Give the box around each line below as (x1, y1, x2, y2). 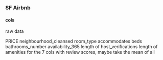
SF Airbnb (5, 4, 31, 11)
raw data (5, 28, 24, 34)
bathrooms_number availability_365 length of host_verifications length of (5, 44, 158, 50)
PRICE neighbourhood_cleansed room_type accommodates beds (5, 38, 142, 45)
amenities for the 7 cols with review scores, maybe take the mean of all (5, 49, 155, 55)
